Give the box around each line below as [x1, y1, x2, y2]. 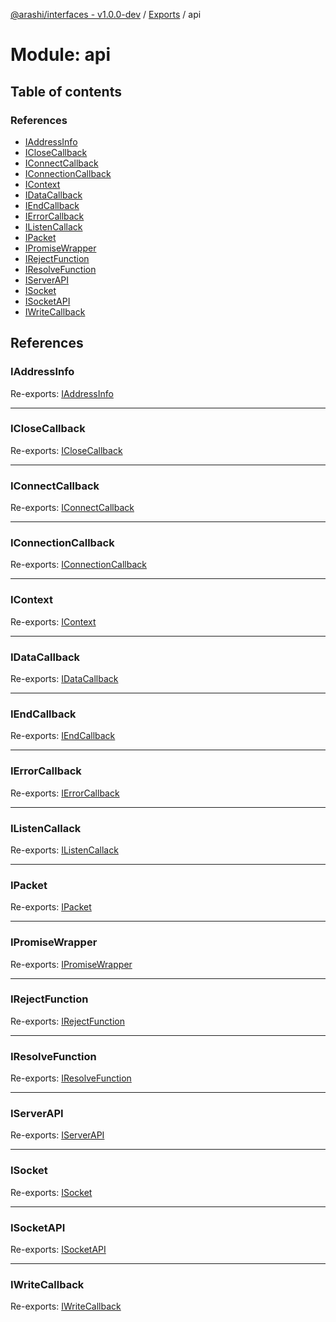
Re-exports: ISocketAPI [10, 1244, 107, 1256]
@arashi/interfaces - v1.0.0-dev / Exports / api [10, 9, 202, 20]
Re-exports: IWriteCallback [10, 1300, 122, 1313]
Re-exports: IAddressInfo [10, 387, 114, 399]
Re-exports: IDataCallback [10, 673, 119, 685]
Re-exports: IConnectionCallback [10, 559, 147, 571]
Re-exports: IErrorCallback [10, 787, 120, 799]
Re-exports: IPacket [10, 901, 92, 913]
